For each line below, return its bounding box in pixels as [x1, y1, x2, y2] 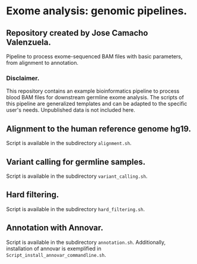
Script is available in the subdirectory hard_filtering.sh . [6, 205, 145, 212]
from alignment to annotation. [6, 59, 79, 66]
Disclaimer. [6, 74, 40, 82]
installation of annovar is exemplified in [6, 245, 102, 252]
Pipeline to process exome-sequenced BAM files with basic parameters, [6, 53, 183, 60]
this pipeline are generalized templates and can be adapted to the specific [6, 100, 188, 108]
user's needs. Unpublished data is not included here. [6, 106, 135, 114]
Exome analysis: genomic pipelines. [6, 4, 188, 18]
